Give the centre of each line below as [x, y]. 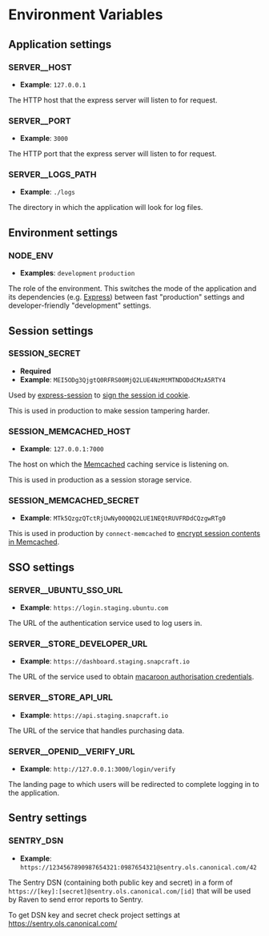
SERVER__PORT [40, 120]
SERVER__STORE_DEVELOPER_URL [78, 644]
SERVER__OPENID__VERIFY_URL [72, 751]
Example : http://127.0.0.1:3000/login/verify [98, 769]
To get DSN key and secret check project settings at [94, 914]
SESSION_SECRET [45, 353]
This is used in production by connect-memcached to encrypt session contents [134, 534]
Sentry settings [48, 818]
